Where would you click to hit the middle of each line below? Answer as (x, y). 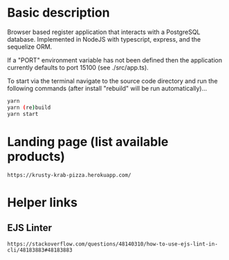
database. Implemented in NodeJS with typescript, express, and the (104, 39)
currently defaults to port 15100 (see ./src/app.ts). (78, 67)
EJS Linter (29, 228)
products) (36, 156)
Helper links (43, 202)
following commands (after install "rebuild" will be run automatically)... (107, 88)
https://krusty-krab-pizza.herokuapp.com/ (69, 175)
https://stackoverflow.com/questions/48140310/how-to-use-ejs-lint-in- (112, 244)
